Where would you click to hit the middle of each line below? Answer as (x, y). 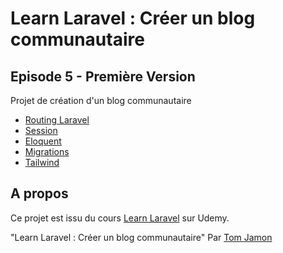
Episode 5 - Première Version (103, 76)
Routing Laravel (57, 120)
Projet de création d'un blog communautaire (101, 100)
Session (41, 130)
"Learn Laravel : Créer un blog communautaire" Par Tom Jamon (141, 237)
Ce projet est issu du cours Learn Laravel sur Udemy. (120, 218)
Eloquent (43, 141)
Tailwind (42, 162)
